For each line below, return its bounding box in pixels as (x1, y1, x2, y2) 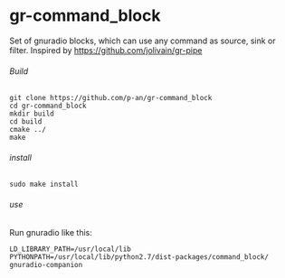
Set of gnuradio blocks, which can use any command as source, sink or (9, 35, 276, 46)
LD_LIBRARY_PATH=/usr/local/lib (9, 245, 131, 254)
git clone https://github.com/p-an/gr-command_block (9, 94, 213, 103)
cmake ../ (9, 125, 47, 134)
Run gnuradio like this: (9, 227, 92, 237)
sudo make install (9, 180, 79, 190)
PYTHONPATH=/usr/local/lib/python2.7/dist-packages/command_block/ (9, 252, 270, 262)
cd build (9, 117, 43, 126)
